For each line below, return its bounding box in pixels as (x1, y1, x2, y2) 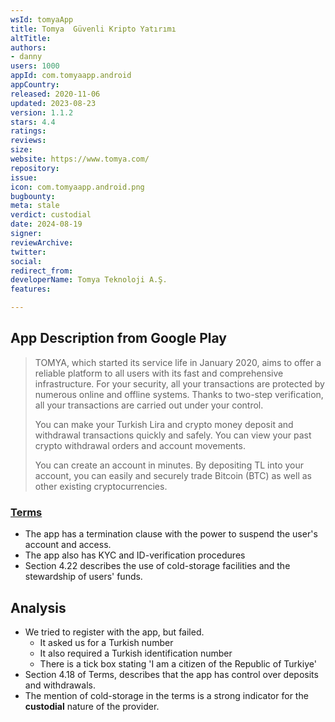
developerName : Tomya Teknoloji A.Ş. (10, 275, 168, 285)
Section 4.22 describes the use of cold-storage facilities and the (24, 560, 291, 572)
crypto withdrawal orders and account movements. (34, 439, 246, 451)
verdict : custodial (10, 210, 92, 220)
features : (10, 284, 52, 295)
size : (10, 145, 33, 155)
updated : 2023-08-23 (10, 98, 97, 108)
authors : (10, 42, 47, 53)
